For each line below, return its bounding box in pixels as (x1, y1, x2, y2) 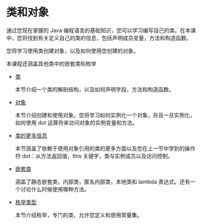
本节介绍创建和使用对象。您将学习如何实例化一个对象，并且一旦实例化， (15, 111, 195, 119)
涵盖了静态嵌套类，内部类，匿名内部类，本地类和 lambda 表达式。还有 (15, 178, 191, 185)
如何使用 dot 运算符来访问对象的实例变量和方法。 (15, 119, 138, 126)
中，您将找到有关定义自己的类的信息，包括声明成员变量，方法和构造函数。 (6, 34, 192, 41)
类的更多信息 (15, 131, 47, 139)
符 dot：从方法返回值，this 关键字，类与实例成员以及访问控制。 (15, 152, 174, 159)
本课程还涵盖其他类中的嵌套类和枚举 (6, 60, 97, 67)
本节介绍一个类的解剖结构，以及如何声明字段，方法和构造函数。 (15, 85, 174, 93)
